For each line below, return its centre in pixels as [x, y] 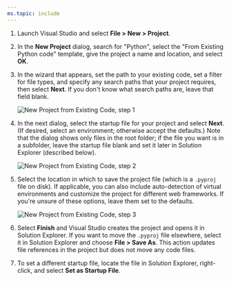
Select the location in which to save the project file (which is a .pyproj [117, 179]
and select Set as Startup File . [77, 270]
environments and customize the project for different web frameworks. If [120, 194]
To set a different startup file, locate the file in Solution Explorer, [108, 263]
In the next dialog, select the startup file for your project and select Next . [121, 123]
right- [208, 263]
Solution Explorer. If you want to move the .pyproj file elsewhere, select [119, 235]
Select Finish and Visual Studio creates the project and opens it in [111, 227]
